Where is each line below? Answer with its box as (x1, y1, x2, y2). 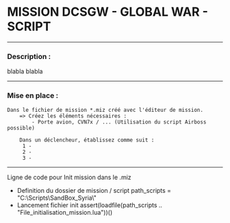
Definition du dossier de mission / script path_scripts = (16, 186, 172, 194)
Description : (7, 51, 51, 61)
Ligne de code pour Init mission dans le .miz (7, 173, 131, 181)
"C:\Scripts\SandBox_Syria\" (16, 193, 97, 202)
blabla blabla (7, 67, 43, 75)
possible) (7, 124, 36, 131)
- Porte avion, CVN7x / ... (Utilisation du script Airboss (31, 118, 207, 126)
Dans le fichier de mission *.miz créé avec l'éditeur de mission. (7, 106, 204, 113)
